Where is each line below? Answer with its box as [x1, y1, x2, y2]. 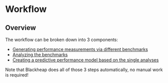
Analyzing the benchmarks [12, 51, 68, 57]
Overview [5, 23, 36, 32]
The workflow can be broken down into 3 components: [5, 36, 118, 42]
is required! [5, 72, 28, 78]
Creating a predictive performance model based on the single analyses [12, 57, 159, 63]
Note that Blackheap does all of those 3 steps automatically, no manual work [5, 66, 163, 72]
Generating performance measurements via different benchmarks [12, 46, 148, 52]
